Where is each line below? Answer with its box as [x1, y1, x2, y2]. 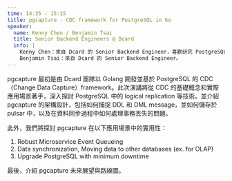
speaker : [7, 23, 32, 30]
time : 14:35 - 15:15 [7, 10, 67, 17]
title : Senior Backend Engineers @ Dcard [13, 36, 135, 43]
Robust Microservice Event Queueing [17, 137, 124, 145]
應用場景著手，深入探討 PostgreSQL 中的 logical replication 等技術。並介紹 [7, 92, 220, 100]
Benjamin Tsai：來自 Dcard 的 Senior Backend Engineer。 [19, 55, 182, 62]
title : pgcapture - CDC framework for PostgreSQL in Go [7, 17, 171, 23]
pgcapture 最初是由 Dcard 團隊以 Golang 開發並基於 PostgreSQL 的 [7, 74, 199, 83]
